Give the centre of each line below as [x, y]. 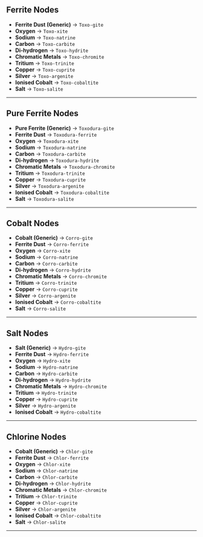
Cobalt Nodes [33, 223]
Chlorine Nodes [36, 437]
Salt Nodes [27, 333]
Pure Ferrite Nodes [42, 113]
